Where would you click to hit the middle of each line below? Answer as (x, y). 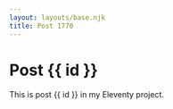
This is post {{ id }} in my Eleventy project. (87, 95)
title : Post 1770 (41, 26)
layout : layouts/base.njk (57, 17)
